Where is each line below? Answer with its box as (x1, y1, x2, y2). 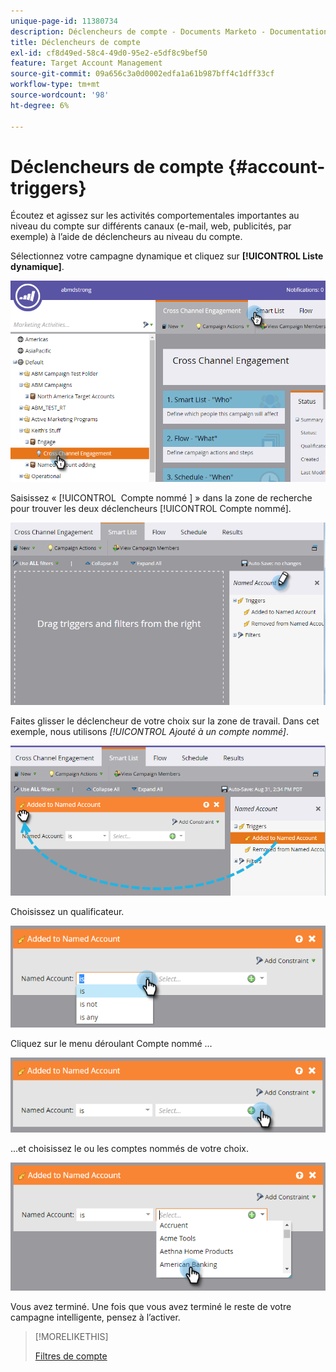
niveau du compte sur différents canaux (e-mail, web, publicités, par (10, 220, 292, 232)
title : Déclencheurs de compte (10, 37, 141, 47)
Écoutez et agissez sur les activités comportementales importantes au (10, 210, 300, 222)
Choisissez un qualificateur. (10, 905, 125, 917)
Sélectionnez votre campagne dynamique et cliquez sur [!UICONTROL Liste (10, 250, 324, 262)
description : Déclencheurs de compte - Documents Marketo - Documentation (10, 26, 329, 37)
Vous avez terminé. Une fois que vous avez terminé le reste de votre (10, 1301, 292, 1313)
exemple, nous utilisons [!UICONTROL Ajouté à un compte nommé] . (10, 726, 289, 738)
